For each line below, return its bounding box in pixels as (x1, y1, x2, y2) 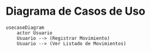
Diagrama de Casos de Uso (6, 4, 145, 18)
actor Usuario (17, 29, 53, 36)
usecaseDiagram (6, 24, 45, 31)
